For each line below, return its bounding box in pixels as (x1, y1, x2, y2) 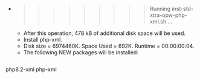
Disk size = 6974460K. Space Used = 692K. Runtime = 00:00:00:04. (23, 42, 195, 49)
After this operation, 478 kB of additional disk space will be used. (23, 30, 185, 37)
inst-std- (171, 5, 194, 12)
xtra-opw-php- (149, 11, 188, 19)
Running (149, 5, 171, 12)
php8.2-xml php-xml (5, 66, 57, 73)
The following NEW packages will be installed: (23, 49, 138, 56)
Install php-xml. (23, 36, 63, 43)
